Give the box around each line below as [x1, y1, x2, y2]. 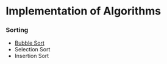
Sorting [5, 26, 29, 34]
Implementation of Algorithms [5, 4, 162, 18]
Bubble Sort [14, 39, 45, 46]
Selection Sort [14, 46, 51, 53]
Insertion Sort [14, 53, 49, 60]
